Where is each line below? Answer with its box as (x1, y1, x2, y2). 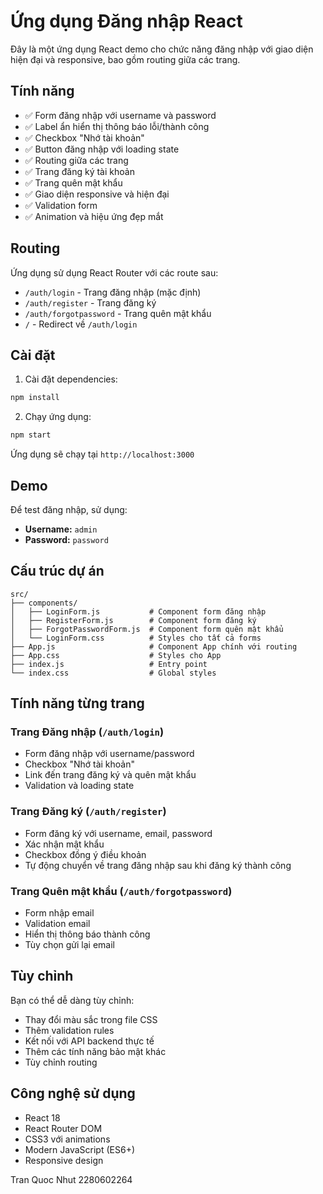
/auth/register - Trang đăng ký (24, 296, 157, 309)
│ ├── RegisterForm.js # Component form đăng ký (10, 615, 257, 625)
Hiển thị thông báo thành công (24, 928, 151, 940)
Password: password (24, 533, 109, 545)
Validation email (24, 918, 91, 930)
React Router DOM (24, 1122, 103, 1134)
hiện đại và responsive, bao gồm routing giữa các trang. (10, 53, 241, 65)
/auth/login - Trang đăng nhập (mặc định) (24, 286, 202, 298)
